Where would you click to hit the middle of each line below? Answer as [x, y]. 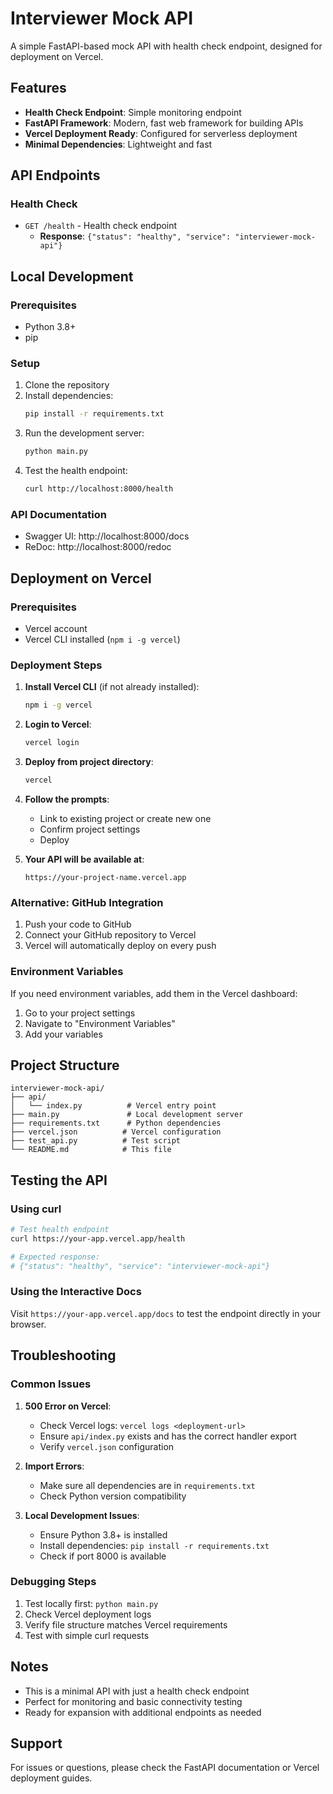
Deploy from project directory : [89, 762]
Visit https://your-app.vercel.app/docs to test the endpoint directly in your [165, 1313]
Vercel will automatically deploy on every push [120, 946]
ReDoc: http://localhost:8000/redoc [98, 547]
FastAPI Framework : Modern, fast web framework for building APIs [164, 123]
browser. [28, 1324]
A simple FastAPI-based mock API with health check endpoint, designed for [166, 46]
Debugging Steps [53, 1582]
